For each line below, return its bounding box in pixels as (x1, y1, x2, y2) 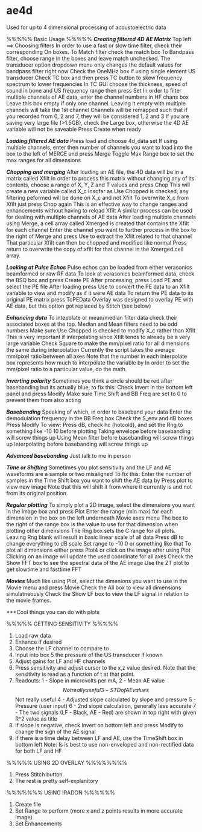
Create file (14, 801, 41, 808)
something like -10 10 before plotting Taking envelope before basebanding (6, 428, 191, 435)
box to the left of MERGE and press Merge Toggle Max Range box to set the (6, 150, 194, 157)
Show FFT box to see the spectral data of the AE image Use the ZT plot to (6, 559, 190, 566)
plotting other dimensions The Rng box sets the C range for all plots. (6, 527, 176, 534)
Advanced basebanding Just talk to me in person (6, 452, 131, 459)
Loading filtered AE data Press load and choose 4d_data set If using (6, 137, 178, 144)
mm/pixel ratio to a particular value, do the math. (6, 365, 127, 372)
